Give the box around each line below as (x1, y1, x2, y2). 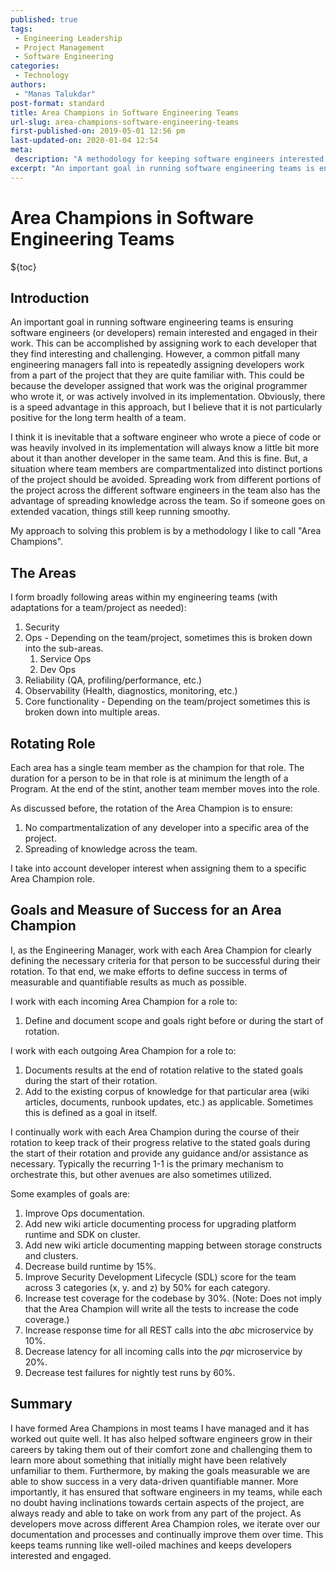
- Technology (14, 71, 70, 81)
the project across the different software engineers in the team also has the (10, 484, 321, 496)
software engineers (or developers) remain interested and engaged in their (10, 327, 318, 339)
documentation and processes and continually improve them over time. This (10, 1528, 324, 1540)
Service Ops (39, 653, 92, 665)
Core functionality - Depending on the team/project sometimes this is (24, 696, 311, 708)
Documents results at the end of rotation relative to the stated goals (24, 1064, 304, 1076)
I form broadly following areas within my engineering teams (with (10, 591, 278, 603)
